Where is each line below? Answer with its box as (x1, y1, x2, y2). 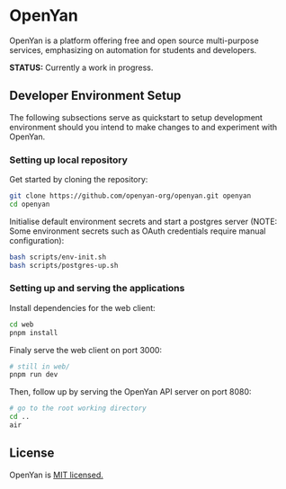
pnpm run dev (9, 370, 58, 379)
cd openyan (9, 200, 50, 209)
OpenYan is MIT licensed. (9, 469, 103, 480)
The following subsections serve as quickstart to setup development (9, 111, 264, 122)
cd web (9, 320, 34, 329)
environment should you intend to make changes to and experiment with (9, 121, 278, 132)
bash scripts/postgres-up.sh (9, 261, 119, 270)
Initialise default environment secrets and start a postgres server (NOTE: (9, 216, 278, 227)
